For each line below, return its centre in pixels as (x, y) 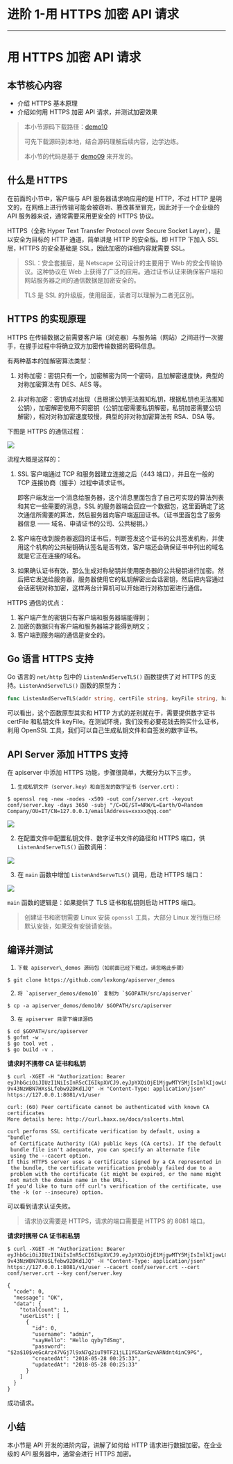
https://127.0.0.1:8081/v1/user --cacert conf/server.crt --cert (103, 1267)
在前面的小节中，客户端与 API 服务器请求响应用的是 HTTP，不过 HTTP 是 (112, 198)
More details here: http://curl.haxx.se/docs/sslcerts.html (96, 1119)
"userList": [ (40, 1316)
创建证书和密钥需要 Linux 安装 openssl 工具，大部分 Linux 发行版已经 (122, 918)
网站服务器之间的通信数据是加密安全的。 (82, 280)
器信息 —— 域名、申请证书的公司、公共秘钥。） (84, 524)
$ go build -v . (31, 1049)
